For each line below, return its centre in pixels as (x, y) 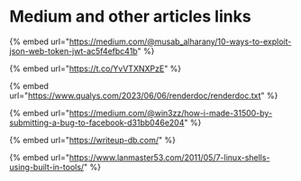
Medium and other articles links (130, 17)
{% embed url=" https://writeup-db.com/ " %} (93, 140)
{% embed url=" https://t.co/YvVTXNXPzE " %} (96, 68)
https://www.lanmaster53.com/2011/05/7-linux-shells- (169, 157)
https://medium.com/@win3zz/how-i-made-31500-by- (171, 113)
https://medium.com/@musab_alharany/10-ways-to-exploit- (180, 41)
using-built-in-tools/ (47, 167)
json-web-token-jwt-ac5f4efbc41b (73, 50)
